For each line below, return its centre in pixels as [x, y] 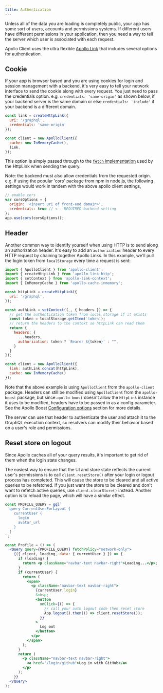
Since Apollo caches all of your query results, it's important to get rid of [77, 455]
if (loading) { [33, 559]
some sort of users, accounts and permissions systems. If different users [78, 29]
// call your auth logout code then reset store [94, 608]
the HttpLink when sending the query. [43, 166]
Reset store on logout [38, 443]
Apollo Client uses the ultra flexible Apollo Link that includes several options [81, 48]
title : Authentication [28, 10]
